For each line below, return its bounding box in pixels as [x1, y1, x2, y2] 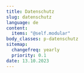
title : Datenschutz [6, 8, 55, 15]
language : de [6, 19, 39, 25]
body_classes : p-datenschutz [6, 36, 79, 42]
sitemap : [6, 42, 28, 48]
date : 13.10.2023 [6, 58, 49, 64]
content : [6, 25, 28, 31]
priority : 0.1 [11, 52, 46, 58]
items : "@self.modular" [11, 31, 70, 36]
